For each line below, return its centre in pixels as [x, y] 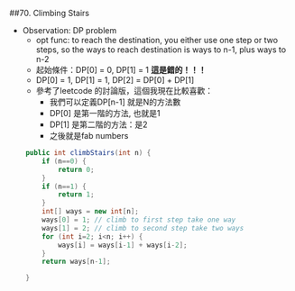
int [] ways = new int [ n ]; [91, 212]
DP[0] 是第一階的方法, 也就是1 [105, 113]
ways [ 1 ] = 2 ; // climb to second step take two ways [143, 228]
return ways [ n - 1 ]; [76, 262]
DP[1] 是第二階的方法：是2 [98, 124]
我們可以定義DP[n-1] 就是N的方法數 [115, 102]
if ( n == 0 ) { [65, 161]
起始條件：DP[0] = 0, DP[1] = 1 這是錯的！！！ [121, 70]
